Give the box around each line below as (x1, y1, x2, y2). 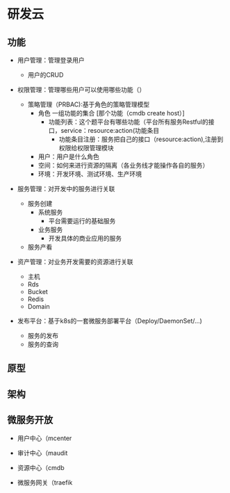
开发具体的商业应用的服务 (48, 234, 122, 242)
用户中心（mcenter (17, 434, 72, 442)
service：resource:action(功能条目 (60, 127, 160, 134)
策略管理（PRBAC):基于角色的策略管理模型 (27, 100, 150, 108)
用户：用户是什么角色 (38, 152, 99, 161)
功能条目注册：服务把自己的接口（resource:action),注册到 (58, 135, 224, 143)
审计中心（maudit (17, 448, 68, 457)
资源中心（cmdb (17, 463, 65, 471)
